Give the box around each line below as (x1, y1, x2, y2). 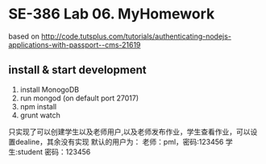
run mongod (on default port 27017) (19, 93, 139, 103)
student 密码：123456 (17, 146, 91, 157)
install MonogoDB (19, 84, 80, 94)
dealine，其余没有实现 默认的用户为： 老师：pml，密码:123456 (15, 137, 224, 146)
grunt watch (19, 110, 60, 120)
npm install (19, 101, 57, 111)
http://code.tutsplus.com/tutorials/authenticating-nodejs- (41, 31, 232, 41)
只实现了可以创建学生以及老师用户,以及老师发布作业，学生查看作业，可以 (8, 126, 251, 137)
